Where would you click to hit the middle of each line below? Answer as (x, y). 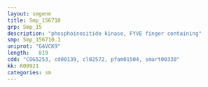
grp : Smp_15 (25, 27)
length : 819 (28, 53)
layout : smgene (29, 14)
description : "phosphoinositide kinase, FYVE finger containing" (104, 33)
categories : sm (29, 72)
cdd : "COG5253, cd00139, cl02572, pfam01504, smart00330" (93, 60)
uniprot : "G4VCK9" (34, 46)
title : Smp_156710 (34, 20)
